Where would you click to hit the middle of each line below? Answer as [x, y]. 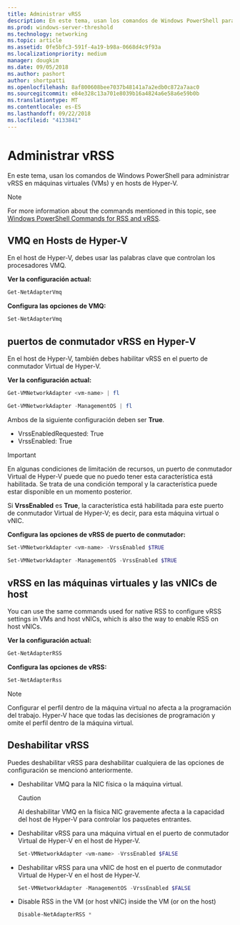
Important [22, 455]
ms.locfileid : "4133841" [44, 120]
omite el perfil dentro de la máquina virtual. [71, 723]
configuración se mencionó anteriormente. [70, 770]
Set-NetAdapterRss [35, 680]
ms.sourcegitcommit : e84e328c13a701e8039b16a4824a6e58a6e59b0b [104, 94]
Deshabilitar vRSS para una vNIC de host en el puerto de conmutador [120, 867]
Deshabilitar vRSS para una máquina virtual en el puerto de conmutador [123, 833]
